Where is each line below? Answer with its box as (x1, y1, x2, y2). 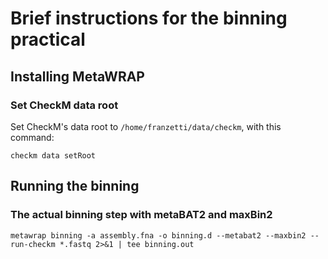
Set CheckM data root (10, 98, 119, 112)
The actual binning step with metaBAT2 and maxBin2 (10, 208, 273, 222)
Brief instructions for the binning (10, 7, 288, 30)
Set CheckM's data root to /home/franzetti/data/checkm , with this (10, 120, 282, 132)
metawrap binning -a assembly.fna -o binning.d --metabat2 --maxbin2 (10, 230, 307, 241)
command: (10, 131, 55, 143)
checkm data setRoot (10, 150, 97, 161)
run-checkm (10, 239, 56, 249)
